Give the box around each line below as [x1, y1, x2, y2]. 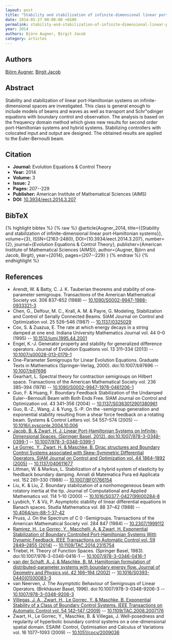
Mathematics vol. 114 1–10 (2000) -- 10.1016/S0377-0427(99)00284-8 [12, 493, 160, 499]
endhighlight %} [5, 257, 39, 264]
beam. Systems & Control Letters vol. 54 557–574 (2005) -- [12, 416, 138, 423]
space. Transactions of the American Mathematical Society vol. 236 [12, 378, 156, 385]
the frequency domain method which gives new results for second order [5, 119, 158, 125]
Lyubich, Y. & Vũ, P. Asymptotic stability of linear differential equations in [12, 498, 166, 505]
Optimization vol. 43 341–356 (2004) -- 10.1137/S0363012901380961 [12, 401, 158, 407]
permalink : [5, 22, 29, 27]
